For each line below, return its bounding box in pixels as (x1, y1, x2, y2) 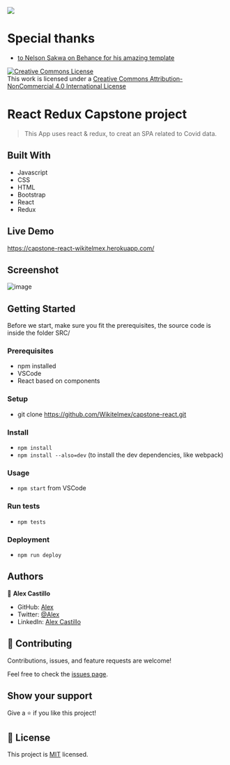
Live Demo (7, 225, 54, 237)
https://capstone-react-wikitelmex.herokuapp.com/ (7, 244, 155, 252)
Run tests (7, 501, 40, 511)
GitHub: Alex (17, 603, 54, 611)
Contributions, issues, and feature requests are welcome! (7, 656, 172, 665)
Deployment (7, 534, 50, 544)
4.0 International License (55, 82, 127, 90)
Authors (7, 570, 44, 582)
